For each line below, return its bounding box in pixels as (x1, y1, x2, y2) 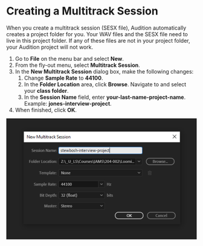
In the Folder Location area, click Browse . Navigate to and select (24, 80, 187, 88)
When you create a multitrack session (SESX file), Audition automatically (6, 24, 187, 31)
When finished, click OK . (14, 106, 77, 113)
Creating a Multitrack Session (6, 4, 158, 18)
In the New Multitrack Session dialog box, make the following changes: (14, 68, 194, 75)
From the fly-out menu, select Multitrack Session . (14, 61, 140, 69)
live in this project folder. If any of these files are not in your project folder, (6, 37, 190, 44)
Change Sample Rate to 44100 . (24, 74, 103, 81)
